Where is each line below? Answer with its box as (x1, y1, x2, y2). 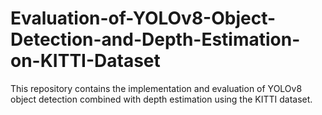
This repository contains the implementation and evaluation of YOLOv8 (10, 82, 303, 94)
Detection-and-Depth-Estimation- (10, 28, 301, 51)
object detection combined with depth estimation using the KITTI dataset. (10, 93, 313, 105)
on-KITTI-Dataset (10, 50, 161, 72)
